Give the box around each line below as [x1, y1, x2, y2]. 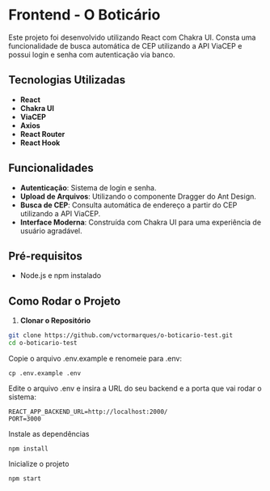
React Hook [19, 138, 61, 147]
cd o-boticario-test [8, 339, 78, 348]
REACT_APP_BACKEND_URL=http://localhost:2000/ [8, 408, 168, 416]
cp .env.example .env [8, 369, 82, 378]
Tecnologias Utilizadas [8, 73, 126, 87]
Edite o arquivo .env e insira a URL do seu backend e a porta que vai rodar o [8, 383, 262, 393]
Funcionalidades [8, 161, 95, 175]
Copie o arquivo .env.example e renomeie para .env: [8, 353, 182, 363]
